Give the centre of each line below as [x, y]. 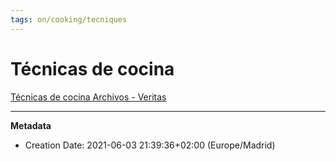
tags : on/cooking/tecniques [69, 19]
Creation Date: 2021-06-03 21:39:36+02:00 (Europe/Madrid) [150, 145]
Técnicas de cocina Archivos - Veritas [88, 97]
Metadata [31, 125]
